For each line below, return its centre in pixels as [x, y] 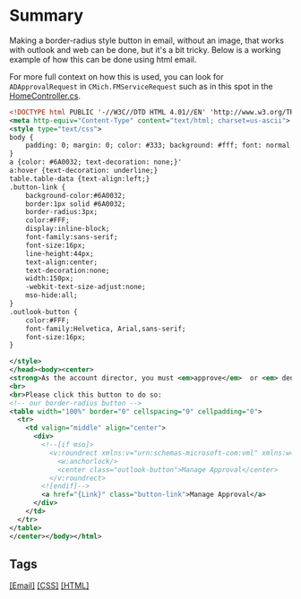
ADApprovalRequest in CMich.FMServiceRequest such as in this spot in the [141, 86]
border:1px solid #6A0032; [76, 204]
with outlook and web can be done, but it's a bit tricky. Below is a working [145, 49]
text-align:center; [62, 262]
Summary [46, 16]
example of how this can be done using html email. [103, 59]
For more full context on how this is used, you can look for [116, 76]
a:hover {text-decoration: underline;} [84, 171]
